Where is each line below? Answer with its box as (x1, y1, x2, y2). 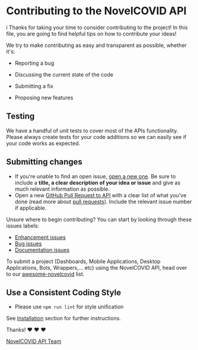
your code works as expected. (6, 140, 81, 147)
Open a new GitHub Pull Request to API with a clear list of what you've (14, 191, 187, 198)
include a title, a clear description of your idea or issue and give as (14, 179, 181, 186)
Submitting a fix (14, 82, 53, 90)
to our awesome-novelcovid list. (6, 270, 85, 278)
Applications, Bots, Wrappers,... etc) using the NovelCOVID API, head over (6, 264, 187, 271)
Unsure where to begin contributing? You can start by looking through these (6, 216, 192, 223)
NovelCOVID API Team (6, 338, 62, 345)
